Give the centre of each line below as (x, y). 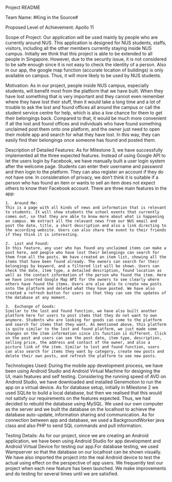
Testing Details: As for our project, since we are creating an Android (77, 435)
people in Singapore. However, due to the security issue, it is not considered (86, 59)
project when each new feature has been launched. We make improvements (86, 468)
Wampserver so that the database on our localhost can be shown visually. (83, 452)
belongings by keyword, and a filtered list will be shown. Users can (82, 266)
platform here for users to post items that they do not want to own (81, 316)
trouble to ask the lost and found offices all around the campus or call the (83, 107)
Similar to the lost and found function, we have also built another (81, 311)
